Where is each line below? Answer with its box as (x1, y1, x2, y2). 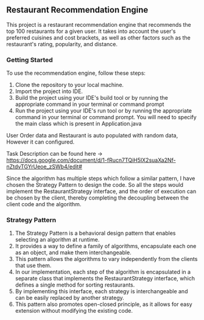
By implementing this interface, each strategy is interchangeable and (15, 288, 188, 295)
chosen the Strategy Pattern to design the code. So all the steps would (6, 181, 184, 189)
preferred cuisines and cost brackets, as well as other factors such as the (6, 33, 191, 41)
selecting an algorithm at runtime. (15, 236, 100, 243)
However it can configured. (6, 138, 75, 145)
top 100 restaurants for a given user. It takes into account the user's (6, 27, 176, 35)
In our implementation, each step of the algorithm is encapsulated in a (15, 268, 191, 276)
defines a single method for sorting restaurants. (15, 281, 135, 288)
